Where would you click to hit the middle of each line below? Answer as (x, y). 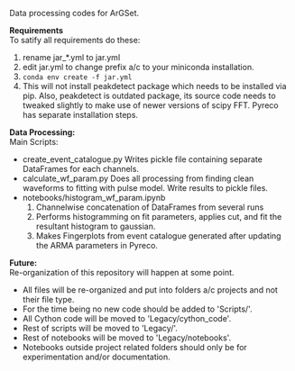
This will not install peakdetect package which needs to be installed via (154, 86)
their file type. (48, 299)
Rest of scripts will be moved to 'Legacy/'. (100, 328)
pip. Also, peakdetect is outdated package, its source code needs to (149, 95)
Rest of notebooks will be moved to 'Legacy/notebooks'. (127, 338)
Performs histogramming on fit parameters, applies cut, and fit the (159, 217)
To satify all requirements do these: (75, 40)
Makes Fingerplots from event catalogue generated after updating (158, 236)
